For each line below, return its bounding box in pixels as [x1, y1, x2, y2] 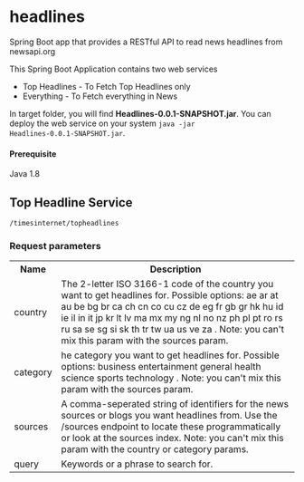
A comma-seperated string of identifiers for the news [61, 398, 290, 410]
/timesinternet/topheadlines [9, 218, 119, 227]
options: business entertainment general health [61, 361, 261, 373]
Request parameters [9, 239, 101, 252]
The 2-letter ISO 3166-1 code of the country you [61, 278, 274, 291]
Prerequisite [9, 148, 57, 159]
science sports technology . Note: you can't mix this [61, 371, 282, 384]
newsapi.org [9, 45, 56, 56]
